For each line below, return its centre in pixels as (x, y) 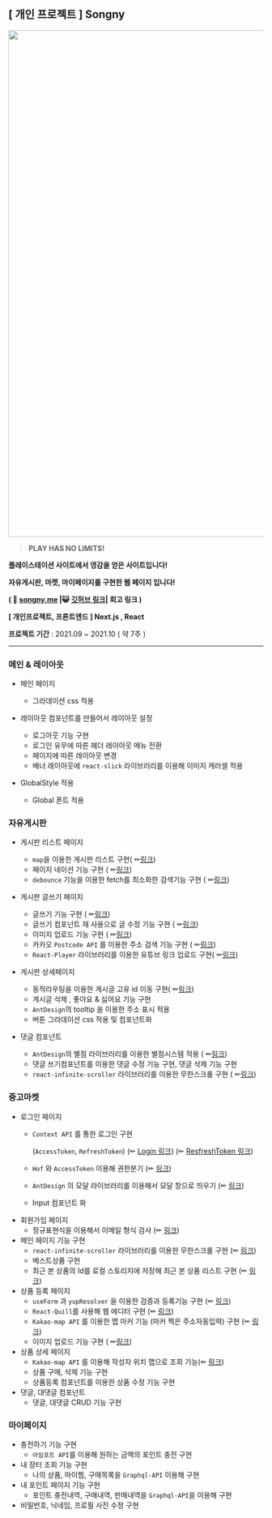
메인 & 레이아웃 (36, 665)
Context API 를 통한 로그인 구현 (83, 1134)
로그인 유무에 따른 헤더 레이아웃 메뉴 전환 (97, 746)
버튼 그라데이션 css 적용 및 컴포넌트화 (92, 1020)
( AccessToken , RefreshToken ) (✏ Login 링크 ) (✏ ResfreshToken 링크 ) (142, 1151)
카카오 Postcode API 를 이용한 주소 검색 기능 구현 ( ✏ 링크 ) (124, 945)
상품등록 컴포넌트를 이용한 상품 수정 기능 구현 (104, 1382)
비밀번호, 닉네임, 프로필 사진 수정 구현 (79, 1505)
